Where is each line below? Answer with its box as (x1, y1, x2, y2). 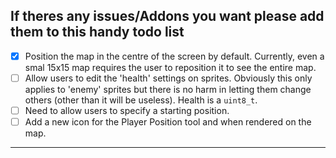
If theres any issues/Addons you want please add (10, 8, 325, 25)
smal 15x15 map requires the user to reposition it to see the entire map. (24, 61, 317, 73)
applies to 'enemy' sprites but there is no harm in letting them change (24, 83, 312, 95)
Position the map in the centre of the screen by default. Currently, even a (24, 50, 325, 62)
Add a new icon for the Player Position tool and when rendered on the (24, 116, 312, 128)
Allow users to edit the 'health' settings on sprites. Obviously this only (24, 72, 313, 84)
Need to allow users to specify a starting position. (24, 104, 230, 116)
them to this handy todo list (10, 24, 185, 41)
